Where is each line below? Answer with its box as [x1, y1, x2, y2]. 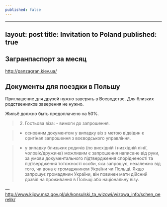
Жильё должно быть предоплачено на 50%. [5, 110, 99, 117]
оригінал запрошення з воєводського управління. [24, 135, 131, 141]
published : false [5, 7, 41, 12]
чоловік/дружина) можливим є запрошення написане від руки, [24, 150, 160, 156]
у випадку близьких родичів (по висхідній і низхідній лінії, [24, 144, 148, 150]
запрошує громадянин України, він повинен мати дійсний [24, 171, 148, 177]
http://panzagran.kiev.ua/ [5, 68, 57, 74]
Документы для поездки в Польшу [5, 82, 120, 91]
